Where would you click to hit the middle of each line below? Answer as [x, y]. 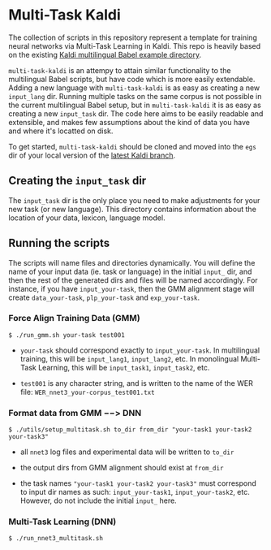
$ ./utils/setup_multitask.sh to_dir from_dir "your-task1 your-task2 [130, 430]
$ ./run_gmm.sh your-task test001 [67, 335]
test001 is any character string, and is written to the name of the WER [136, 383]
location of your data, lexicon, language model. [87, 218]
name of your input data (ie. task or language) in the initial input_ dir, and [130, 271]
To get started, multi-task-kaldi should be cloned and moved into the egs [133, 146]
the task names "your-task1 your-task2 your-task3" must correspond [138, 483]
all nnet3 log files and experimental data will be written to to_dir [127, 452]
